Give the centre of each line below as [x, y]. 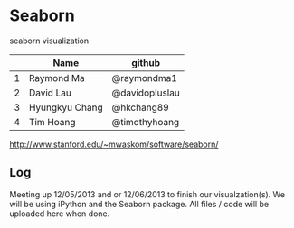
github [146, 62]
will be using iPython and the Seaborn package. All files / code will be [139, 204]
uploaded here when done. [60, 214]
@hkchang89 [140, 107]
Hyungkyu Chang [66, 107]
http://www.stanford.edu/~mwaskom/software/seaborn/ [114, 144]
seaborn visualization [49, 41]
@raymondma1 [145, 78]
